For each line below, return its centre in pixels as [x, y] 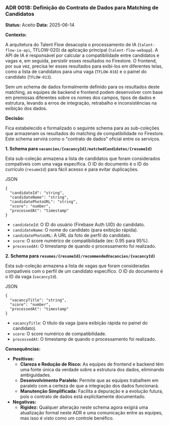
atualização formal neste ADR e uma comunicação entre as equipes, [91, 413]
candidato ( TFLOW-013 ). [29, 77]
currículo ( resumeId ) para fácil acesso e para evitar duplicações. [72, 170]
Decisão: [15, 118]
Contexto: [16, 35]
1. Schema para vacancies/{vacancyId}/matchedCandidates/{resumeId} [79, 149]
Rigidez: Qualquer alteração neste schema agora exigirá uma [84, 407]
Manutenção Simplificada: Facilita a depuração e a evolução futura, [92, 391]
